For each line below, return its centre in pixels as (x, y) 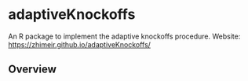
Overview (33, 70)
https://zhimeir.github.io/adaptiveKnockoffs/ (80, 44)
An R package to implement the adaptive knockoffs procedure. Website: (124, 36)
